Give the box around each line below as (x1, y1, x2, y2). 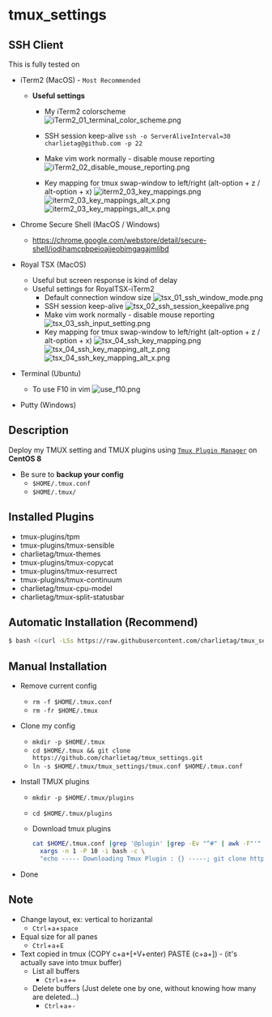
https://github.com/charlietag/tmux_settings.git (32, 754, 204, 762)
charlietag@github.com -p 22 (44, 139, 143, 148)
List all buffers (32, 966, 80, 976)
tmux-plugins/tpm (19, 531, 81, 541)
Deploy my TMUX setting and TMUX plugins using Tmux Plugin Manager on (8, 444, 257, 455)
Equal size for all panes (19, 931, 99, 942)
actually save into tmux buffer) (19, 957, 122, 967)
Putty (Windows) (19, 400, 77, 410)
